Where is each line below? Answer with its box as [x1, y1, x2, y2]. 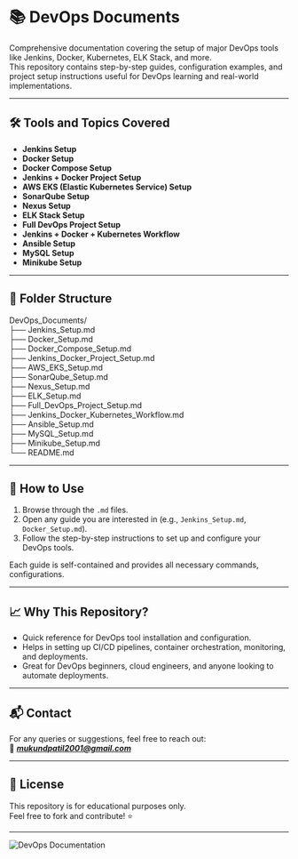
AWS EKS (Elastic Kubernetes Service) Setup [21, 181, 192, 192]
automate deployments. [21, 670, 109, 681]
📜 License [9, 777, 65, 792]
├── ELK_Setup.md [9, 390, 82, 401]
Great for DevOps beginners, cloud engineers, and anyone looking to [21, 661, 274, 671]
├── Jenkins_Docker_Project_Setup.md [9, 352, 155, 363]
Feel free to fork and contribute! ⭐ [9, 810, 133, 821]
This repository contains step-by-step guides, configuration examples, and [9, 61, 283, 72]
